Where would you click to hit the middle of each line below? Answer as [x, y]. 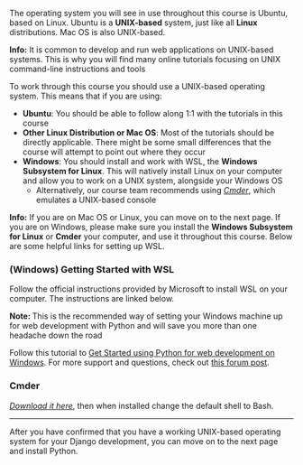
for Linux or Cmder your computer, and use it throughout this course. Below [151, 237]
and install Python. [44, 451]
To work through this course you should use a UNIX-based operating [138, 86]
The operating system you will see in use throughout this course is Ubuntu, [149, 13]
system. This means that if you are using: [86, 96]
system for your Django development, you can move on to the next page [144, 441]
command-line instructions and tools [78, 69]
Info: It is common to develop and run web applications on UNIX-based [142, 50]
